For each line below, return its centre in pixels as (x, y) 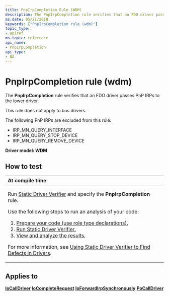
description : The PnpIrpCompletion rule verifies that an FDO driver (80, 15)
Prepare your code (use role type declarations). (72, 223)
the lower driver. (22, 101)
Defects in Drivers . (30, 253)
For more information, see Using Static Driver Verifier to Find (79, 247)
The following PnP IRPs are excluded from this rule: (58, 120)
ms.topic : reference (27, 38)
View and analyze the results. (51, 236)
